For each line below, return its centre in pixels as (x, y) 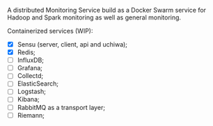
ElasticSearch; (38, 84)
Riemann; (31, 115)
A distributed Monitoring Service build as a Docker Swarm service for (107, 10)
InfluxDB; (30, 60)
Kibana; (28, 100)
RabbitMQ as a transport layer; (61, 107)
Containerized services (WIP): (50, 31)
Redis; (26, 52)
